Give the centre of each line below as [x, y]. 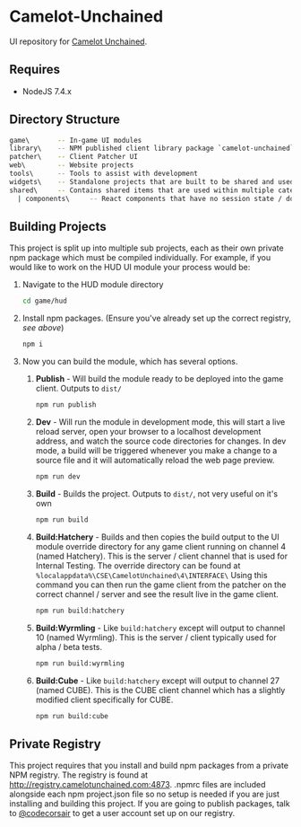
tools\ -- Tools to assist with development [104, 174]
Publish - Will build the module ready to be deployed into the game [159, 379]
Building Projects [58, 226]
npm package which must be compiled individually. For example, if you [140, 258]
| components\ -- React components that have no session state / [150, 198]
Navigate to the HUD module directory [93, 285]
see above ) [43, 328]
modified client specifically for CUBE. [104, 699]
